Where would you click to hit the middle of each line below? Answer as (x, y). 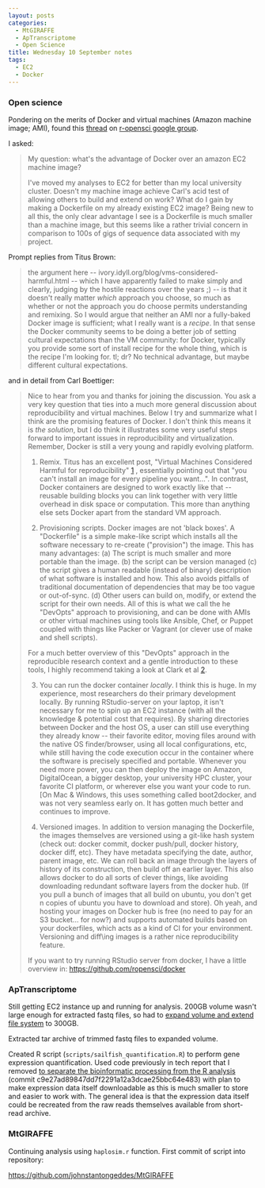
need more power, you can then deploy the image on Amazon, (141, 769)
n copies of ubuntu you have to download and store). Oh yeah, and (148, 902)
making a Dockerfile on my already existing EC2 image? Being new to (140, 208)
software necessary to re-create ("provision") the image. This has (147, 544)
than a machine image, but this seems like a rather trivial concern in (138, 225)
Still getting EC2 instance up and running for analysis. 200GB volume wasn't (132, 1007)
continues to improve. (75, 811)
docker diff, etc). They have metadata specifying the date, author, (146, 852)
